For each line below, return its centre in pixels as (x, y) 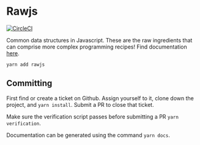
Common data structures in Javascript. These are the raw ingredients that (99, 40)
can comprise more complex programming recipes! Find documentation (97, 47)
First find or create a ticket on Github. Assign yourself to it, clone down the (100, 98)
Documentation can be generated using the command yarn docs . (88, 135)
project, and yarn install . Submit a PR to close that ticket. (80, 104)
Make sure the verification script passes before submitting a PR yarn (93, 116)
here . (13, 53)
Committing (29, 83)
